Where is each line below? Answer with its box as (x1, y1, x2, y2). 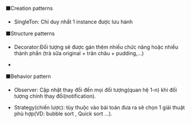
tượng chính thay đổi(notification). (13, 93, 96, 100)
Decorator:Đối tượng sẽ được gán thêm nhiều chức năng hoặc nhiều (13, 43, 179, 50)
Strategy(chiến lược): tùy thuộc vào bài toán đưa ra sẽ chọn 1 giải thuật (13, 104, 185, 111)
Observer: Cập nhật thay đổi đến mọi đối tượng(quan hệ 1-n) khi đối (13, 87, 177, 93)
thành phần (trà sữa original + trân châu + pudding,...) (13, 50, 144, 57)
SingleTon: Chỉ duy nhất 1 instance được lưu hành (13, 18, 133, 25)
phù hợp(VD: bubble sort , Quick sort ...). (13, 110, 112, 117)
